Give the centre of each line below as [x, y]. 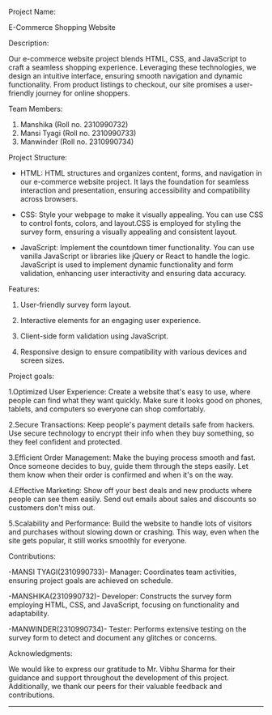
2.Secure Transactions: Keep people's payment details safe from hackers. [132, 425]
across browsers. [49, 199]
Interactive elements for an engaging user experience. [110, 320]
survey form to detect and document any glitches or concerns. [113, 638]
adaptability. [29, 613]
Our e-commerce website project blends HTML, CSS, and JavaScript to [127, 59]
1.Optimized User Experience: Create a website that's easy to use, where [130, 392]
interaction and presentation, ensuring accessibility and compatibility [135, 190]
